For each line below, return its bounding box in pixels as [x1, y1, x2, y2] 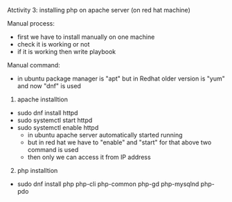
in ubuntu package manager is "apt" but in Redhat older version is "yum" [17, 74, 225, 83]
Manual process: [7, 19, 55, 27]
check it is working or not [17, 40, 90, 48]
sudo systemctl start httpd [17, 116, 93, 124]
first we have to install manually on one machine [17, 33, 155, 41]
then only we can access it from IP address [27, 153, 151, 161]
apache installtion [17, 95, 68, 103]
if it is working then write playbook [17, 48, 116, 56]
